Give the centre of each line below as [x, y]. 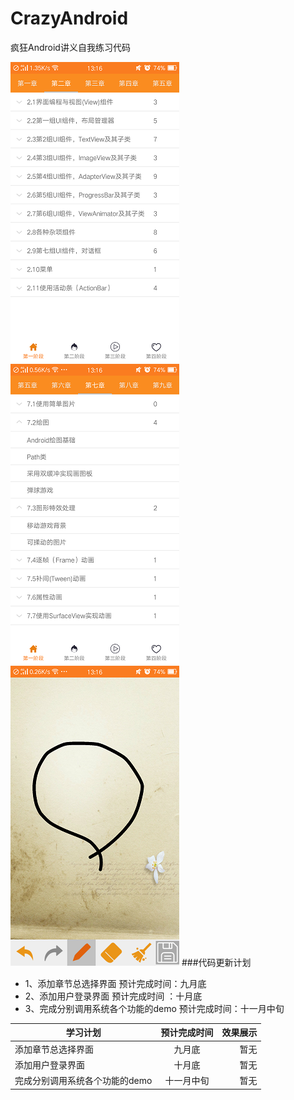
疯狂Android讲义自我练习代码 [70, 47]
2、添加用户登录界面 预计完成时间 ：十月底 [113, 996]
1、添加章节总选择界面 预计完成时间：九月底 [115, 983]
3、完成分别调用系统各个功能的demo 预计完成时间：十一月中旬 [154, 1008]
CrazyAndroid [69, 18]
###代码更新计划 [216, 962]
